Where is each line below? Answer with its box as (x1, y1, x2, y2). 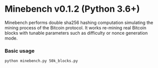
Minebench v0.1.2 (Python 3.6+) (4, 3, 140, 15)
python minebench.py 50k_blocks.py (4, 59, 78, 64)
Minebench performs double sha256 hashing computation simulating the (4, 20, 154, 25)
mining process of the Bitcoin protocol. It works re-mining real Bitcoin (4, 24, 147, 30)
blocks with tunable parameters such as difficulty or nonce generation (4, 30, 148, 36)
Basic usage (4, 47, 35, 54)
